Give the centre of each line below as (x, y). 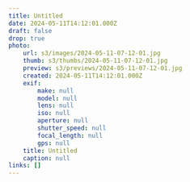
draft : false (30, 31)
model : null (58, 98)
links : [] (25, 166)
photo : (19, 46)
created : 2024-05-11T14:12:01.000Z (83, 76)
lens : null (56, 105)
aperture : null (63, 121)
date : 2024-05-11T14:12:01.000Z (63, 23)
